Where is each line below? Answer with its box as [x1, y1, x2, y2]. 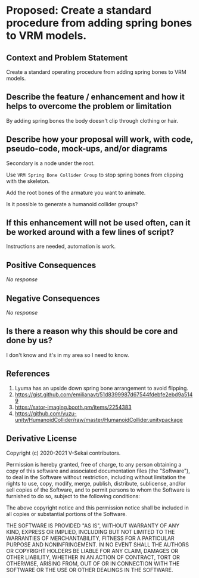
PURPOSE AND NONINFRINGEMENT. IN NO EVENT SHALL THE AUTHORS [6, 540, 189, 548]
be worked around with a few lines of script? [6, 227, 175, 237]
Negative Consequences [6, 293, 100, 303]
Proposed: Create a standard [6, 4, 152, 17]
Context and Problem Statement [6, 52, 128, 63]
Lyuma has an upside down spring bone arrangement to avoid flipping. [14, 384, 189, 391]
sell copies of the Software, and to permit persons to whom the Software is [6, 486, 191, 493]
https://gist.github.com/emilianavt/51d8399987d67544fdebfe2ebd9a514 [14, 391, 193, 398]
